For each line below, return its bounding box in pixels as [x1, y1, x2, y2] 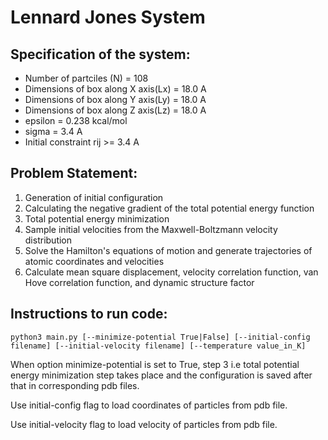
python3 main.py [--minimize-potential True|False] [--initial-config [10, 332, 311, 342]
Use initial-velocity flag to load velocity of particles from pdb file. [10, 418, 278, 430]
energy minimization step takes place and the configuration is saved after [10, 369, 313, 381]
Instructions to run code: [10, 306, 168, 323]
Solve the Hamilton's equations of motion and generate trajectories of [24, 244, 313, 256]
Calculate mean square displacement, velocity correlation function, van [24, 266, 319, 278]
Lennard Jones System [10, 6, 206, 29]
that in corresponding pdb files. [10, 379, 140, 391]
